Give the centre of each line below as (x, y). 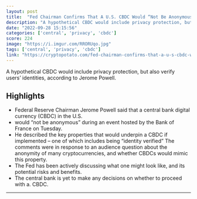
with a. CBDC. (31, 184)
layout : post (22, 11)
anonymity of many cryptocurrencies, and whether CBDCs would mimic (101, 153)
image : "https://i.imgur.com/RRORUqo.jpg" (59, 44)
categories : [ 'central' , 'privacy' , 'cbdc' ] (61, 33)
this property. (31, 160)
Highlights (26, 96)
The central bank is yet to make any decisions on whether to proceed (98, 178)
